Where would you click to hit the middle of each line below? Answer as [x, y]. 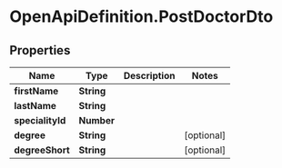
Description [149, 76]
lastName [35, 106]
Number [97, 120]
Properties [40, 50]
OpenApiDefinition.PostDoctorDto [141, 17]
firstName [36, 91]
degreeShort [42, 150]
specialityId [40, 120]
